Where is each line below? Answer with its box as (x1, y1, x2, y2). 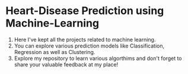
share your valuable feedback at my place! (14, 60, 119, 68)
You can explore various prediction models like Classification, (14, 42, 165, 49)
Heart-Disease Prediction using (5, 4, 164, 18)
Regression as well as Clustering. (14, 48, 95, 55)
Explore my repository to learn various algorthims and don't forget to (14, 55, 182, 62)
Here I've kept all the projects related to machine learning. (14, 36, 156, 43)
